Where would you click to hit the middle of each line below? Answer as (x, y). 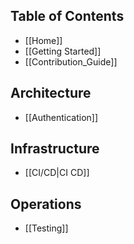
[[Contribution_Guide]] (71, 61)
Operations (46, 204)
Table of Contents (67, 16)
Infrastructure (55, 149)
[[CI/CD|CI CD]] (57, 173)
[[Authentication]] (61, 117)
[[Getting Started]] (63, 51)
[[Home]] (43, 40)
